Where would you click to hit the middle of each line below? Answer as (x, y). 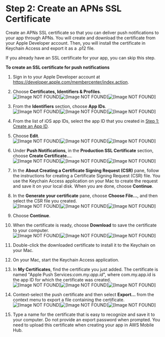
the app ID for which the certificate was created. (62, 280)
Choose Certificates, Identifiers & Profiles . (57, 91)
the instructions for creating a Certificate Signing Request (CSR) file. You (86, 175)
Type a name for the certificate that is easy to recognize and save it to (84, 314)
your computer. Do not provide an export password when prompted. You (86, 319)
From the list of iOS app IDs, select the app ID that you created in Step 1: (86, 121)
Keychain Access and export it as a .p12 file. (50, 48)
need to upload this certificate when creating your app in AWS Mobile (83, 325)
